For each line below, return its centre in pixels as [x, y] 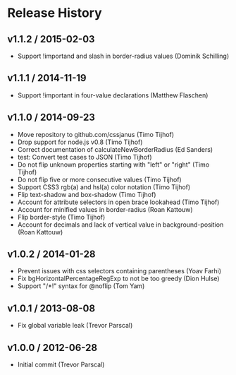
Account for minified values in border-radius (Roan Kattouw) [105, 209]
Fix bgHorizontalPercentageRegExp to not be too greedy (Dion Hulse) [118, 279]
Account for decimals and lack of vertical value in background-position [120, 225]
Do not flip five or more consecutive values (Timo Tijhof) [99, 179]
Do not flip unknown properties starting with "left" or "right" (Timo [113, 165]
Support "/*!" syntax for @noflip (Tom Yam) [81, 286]
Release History [55, 13]
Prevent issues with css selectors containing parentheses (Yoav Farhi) [119, 271]
